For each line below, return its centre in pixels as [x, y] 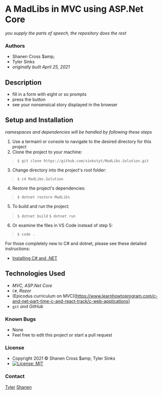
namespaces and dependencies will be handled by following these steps [79, 132]
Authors [15, 46]
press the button [29, 100]
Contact [15, 376]
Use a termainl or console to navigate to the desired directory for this [82, 141]
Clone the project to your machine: [47, 152]
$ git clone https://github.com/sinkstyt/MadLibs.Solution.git [83, 161]
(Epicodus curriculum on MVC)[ [44, 296]
